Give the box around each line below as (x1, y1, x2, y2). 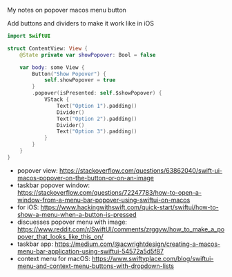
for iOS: (17, 203, 39, 211)
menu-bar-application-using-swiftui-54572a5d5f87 (17, 247, 164, 255)
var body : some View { (19, 64, 85, 71)
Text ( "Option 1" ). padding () (56, 102, 137, 109)
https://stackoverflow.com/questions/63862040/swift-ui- (59, 166, 223, 175)
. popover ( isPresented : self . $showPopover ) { (32, 90, 162, 97)
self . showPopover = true (43, 77, 116, 84)
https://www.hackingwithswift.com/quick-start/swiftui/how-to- (40, 203, 219, 211)
